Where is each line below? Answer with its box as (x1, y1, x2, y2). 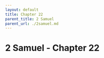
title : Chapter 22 (5, 12, 43, 17)
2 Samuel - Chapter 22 (5, 43, 100, 54)
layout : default (5, 7, 39, 12)
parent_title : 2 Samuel (5, 16, 54, 21)
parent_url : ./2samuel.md (5, 21, 58, 26)
